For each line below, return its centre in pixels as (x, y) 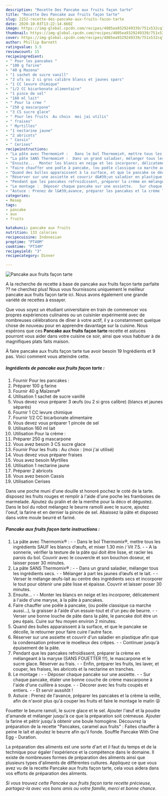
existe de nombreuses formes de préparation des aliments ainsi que (75, 758)
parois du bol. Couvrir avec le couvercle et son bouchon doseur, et (81, 558)
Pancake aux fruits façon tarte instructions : (53, 529)
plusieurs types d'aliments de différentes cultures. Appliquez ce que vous (81, 763)
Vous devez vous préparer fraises (48, 455)
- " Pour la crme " (26, 103)
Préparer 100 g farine (35, 386)
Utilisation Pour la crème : (39, 434)
